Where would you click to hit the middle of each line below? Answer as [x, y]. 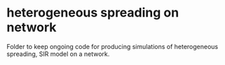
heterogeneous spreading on [93, 13]
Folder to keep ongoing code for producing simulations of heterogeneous [112, 46]
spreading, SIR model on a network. [58, 54]
